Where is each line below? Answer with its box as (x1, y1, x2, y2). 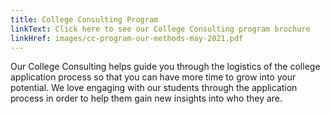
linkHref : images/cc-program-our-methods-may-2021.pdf (10, 33, 244, 43)
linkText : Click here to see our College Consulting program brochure (10, 24, 311, 34)
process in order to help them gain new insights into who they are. (10, 92, 283, 105)
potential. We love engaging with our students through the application (10, 82, 298, 94)
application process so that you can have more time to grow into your (10, 71, 297, 83)
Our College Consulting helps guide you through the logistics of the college (10, 61, 321, 73)
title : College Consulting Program (10, 14, 159, 25)
